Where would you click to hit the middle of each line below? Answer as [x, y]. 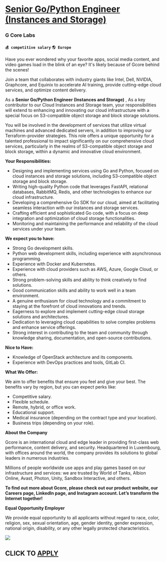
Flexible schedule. [31, 402]
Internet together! [24, 498]
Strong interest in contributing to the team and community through [80, 333]
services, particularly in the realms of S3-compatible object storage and [79, 146]
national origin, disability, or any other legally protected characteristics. [78, 528]
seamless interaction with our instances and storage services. [76, 208]
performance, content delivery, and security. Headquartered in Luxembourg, [83, 448]
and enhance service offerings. [44, 327]
